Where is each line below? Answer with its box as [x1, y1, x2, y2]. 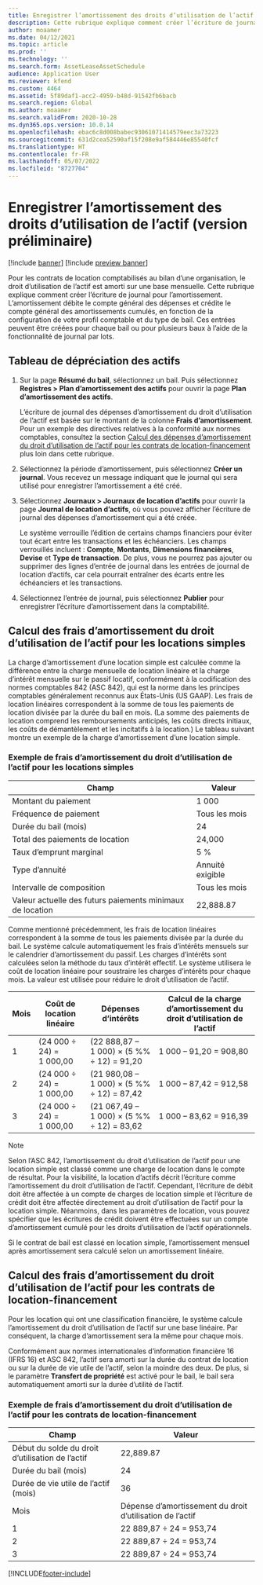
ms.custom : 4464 [8, 84, 61, 93]
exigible [196, 869, 225, 880]
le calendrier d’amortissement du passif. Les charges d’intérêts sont [8, 950, 227, 959]
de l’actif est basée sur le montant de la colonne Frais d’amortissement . [19, 415, 253, 425]
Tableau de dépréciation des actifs [8, 354, 181, 368]
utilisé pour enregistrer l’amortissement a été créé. [19, 481, 182, 490]
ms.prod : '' [8, 48, 47, 56]
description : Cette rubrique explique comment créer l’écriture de [8, 19, 233, 27]
